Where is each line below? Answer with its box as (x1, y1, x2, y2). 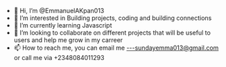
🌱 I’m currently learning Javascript (13, 21, 112, 29)
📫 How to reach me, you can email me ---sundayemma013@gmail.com (13, 44, 219, 52)
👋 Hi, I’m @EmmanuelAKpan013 (13, 7, 105, 15)
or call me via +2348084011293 (13, 54, 105, 61)
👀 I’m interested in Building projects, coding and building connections (13, 14, 212, 22)
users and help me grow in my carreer (13, 36, 123, 44)
